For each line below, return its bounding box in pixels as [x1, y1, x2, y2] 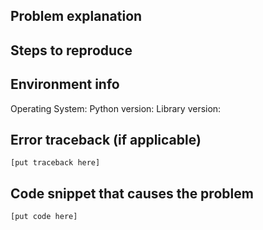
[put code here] [10, 212, 78, 222]
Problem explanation [10, 8, 143, 25]
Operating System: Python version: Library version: [10, 102, 222, 114]
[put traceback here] [10, 158, 101, 168]
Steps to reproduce [10, 42, 133, 59]
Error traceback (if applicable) [10, 131, 202, 148]
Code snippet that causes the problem [10, 185, 254, 202]
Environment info [10, 76, 120, 93]
